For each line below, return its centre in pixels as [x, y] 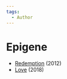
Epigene [27, 47]
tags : [13, 12]
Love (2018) [29, 70]
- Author [22, 17]
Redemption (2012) [38, 63]
